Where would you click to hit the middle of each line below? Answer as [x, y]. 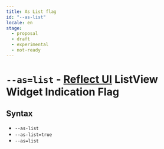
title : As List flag [32, 12]
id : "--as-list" [26, 17]
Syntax [19, 114]
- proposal [25, 34]
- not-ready [26, 50]
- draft [21, 39]
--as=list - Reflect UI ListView [82, 79]
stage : [14, 28]
